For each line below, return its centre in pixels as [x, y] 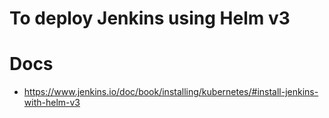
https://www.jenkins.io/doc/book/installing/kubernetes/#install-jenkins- [171, 92]
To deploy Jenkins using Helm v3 [150, 18]
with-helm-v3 [52, 103]
